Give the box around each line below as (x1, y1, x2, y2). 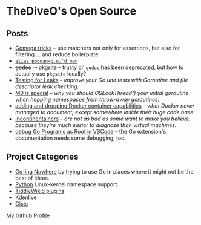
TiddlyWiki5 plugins (15, 187, 65, 194)
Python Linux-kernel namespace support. (15, 180, 119, 188)
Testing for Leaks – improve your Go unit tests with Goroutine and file (15, 77, 188, 83)
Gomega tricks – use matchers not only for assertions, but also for (15, 44, 180, 51)
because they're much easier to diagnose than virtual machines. (15, 122, 177, 128)
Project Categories (6, 152, 79, 162)
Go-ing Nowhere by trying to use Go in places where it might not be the (15, 168, 194, 175)
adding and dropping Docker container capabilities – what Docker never (15, 102, 195, 109)
